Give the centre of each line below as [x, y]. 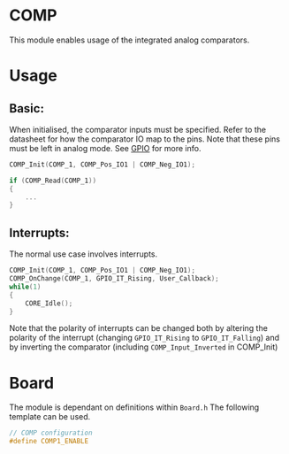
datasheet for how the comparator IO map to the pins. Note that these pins [145, 139]
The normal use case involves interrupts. [84, 254]
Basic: [27, 108]
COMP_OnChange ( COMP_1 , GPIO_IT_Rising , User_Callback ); [114, 279]
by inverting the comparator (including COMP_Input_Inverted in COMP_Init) [144, 347]
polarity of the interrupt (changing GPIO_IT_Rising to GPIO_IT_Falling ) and [144, 338]
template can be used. [50, 417]
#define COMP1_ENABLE [49, 442]
